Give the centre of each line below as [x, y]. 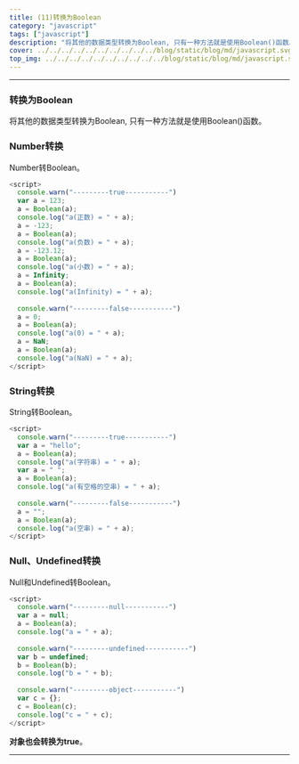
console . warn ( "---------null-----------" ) [97, 607]
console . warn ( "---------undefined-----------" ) [107, 648]
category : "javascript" [53, 26]
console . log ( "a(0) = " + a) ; [71, 333]
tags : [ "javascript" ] [49, 34]
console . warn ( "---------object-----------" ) [101, 690]
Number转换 [36, 146]
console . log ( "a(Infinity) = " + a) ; [85, 292]
